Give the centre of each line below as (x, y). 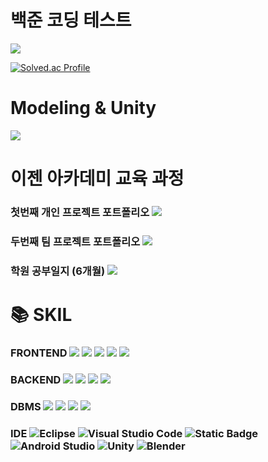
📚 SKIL (41, 315)
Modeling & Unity (83, 108)
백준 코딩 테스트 (71, 20)
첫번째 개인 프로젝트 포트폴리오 (80, 212)
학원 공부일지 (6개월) (58, 271)
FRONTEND (39, 353)
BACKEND (36, 379)
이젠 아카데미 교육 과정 (97, 178)
